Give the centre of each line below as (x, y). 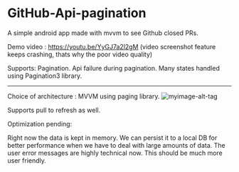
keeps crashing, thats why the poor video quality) (80, 54)
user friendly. (27, 160)
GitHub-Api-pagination (77, 13)
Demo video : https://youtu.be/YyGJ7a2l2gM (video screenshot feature (112, 46)
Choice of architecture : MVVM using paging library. (84, 96)
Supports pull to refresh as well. (54, 110)
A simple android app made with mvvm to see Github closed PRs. (103, 33)
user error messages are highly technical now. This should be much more (115, 153)
